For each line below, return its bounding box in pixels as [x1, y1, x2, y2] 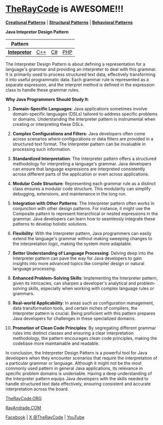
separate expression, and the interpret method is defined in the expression [5, 82, 155, 88]
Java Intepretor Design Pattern [5, 29, 69, 35]
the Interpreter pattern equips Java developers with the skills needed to [5, 375, 148, 381]
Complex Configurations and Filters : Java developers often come [12, 130, 146, 137]
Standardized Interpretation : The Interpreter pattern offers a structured [12, 156, 157, 161]
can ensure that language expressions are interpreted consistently [12, 166, 146, 172]
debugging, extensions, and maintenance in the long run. [12, 191, 127, 196]
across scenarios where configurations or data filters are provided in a [12, 136, 153, 142]
